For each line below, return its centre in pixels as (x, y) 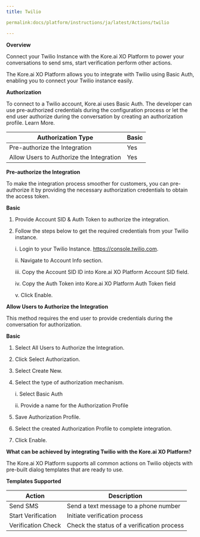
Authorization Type (65, 137)
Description (125, 496)
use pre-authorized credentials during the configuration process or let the (97, 110)
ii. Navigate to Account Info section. (59, 260)
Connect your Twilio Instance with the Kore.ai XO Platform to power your (95, 56)
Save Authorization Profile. (47, 417)
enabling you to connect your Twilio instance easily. (70, 81)
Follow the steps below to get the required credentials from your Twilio (102, 231)
